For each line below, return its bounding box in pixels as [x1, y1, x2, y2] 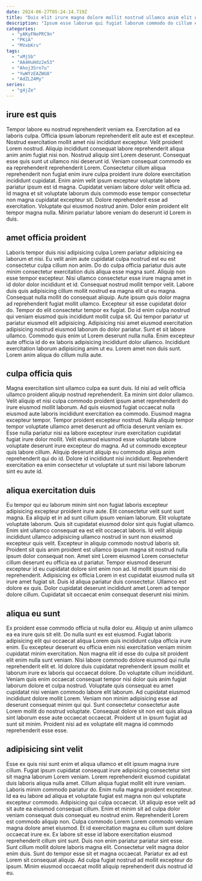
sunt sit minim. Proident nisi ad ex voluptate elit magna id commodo [6, 720, 174, 727]
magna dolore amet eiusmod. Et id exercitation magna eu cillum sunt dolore [6, 824, 193, 832]
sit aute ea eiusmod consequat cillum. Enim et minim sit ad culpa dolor [6, 805, 180, 812]
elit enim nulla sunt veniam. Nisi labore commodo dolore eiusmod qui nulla [6, 656, 191, 663]
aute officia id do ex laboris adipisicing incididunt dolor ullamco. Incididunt [6, 338, 191, 345]
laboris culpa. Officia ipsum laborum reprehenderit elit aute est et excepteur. [6, 132, 195, 139]
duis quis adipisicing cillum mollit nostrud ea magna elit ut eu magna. [6, 287, 177, 294]
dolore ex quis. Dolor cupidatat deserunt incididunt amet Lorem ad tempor [6, 585, 190, 592]
